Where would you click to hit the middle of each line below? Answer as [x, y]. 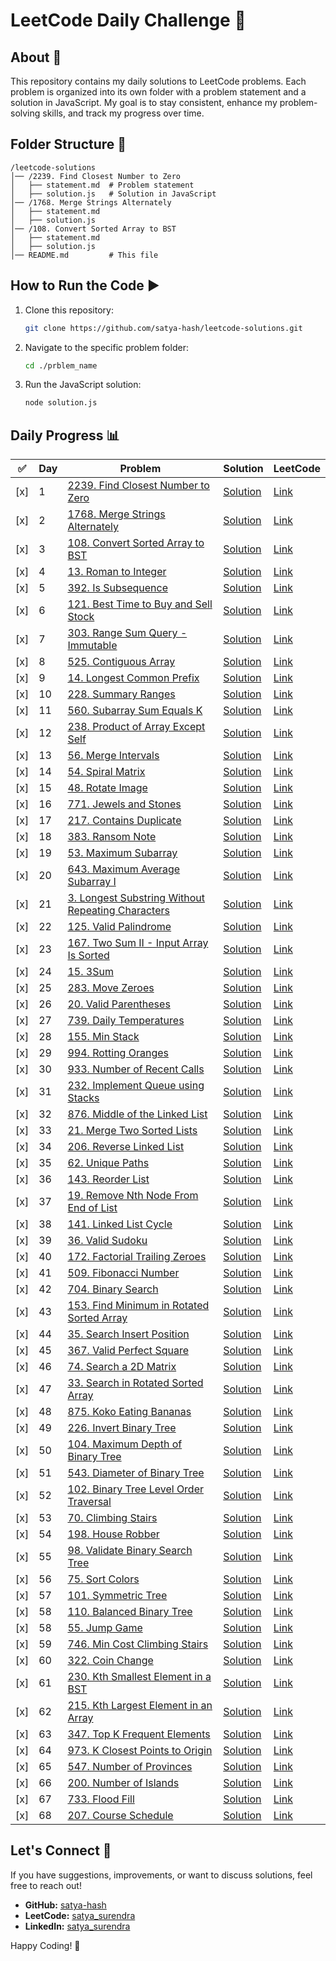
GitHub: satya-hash [65, 1905]
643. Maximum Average [124, 869]
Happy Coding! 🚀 [45, 1945]
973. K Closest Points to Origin [140, 1751]
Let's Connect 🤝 [61, 1850]
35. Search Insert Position [128, 1334]
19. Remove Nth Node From [133, 1196]
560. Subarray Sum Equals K [135, 711]
